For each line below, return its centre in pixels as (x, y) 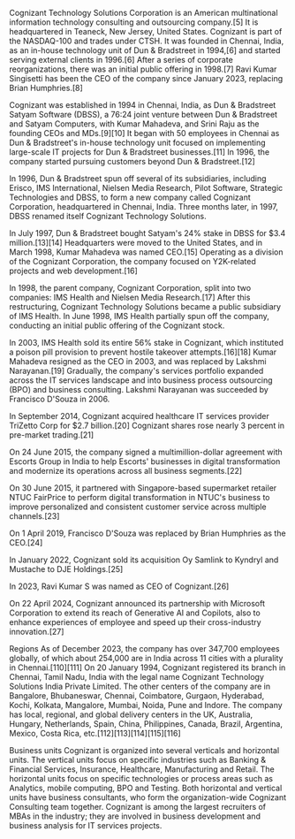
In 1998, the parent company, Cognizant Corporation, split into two (130, 288)
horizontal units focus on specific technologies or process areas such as (141, 778)
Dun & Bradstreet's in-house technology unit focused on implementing (137, 142)
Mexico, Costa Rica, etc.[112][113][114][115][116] (95, 733)
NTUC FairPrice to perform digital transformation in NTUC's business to (140, 497)
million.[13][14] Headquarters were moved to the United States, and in (136, 243)
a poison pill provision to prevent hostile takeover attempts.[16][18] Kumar (143, 352)
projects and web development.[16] (74, 271)
